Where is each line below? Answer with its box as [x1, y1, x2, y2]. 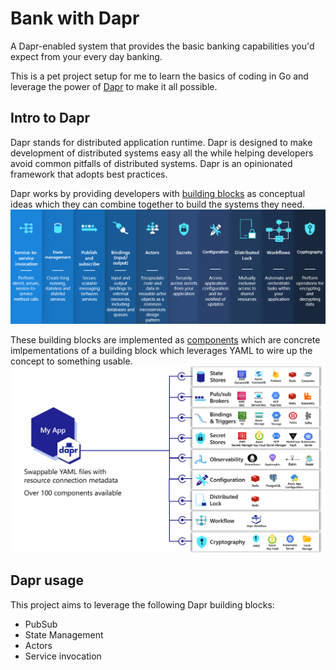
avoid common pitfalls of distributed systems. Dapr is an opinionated [10, 157, 293, 169]
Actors [24, 639, 53, 651]
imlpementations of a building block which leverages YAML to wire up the [10, 345, 313, 357]
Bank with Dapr [10, 7, 140, 30]
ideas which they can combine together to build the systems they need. [10, 198, 305, 210]
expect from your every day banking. [10, 50, 163, 62]
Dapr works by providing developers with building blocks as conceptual [10, 187, 306, 199]
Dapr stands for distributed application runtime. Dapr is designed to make [10, 136, 313, 148]
